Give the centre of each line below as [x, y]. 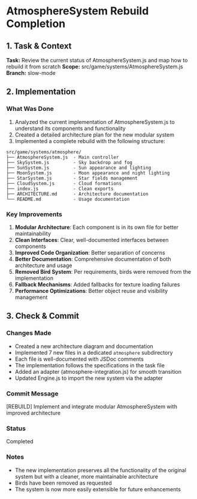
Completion [36, 24]
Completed [20, 441]
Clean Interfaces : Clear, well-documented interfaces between [92, 240]
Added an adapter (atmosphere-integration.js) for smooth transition [98, 371]
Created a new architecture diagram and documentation [84, 346]
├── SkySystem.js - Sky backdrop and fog [69, 162]
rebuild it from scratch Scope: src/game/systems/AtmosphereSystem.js [95, 66]
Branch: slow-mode [31, 73]
